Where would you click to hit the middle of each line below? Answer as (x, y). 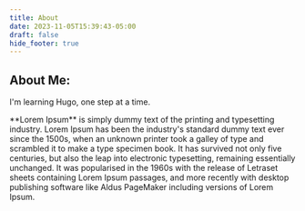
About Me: (40, 80)
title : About (34, 18)
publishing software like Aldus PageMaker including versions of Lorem (142, 187)
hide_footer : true (44, 43)
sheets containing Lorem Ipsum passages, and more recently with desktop (149, 177)
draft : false (34, 35)
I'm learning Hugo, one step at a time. (80, 102)
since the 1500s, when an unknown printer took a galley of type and (137, 139)
